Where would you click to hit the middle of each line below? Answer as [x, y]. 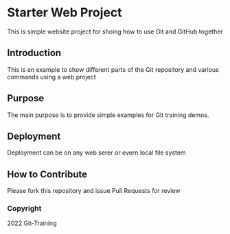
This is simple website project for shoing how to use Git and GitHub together [115, 31]
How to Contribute [47, 174]
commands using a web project [51, 77]
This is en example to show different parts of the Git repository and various [113, 69]
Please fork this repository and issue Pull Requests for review [94, 191]
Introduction [34, 53]
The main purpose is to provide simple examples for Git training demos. [108, 115]
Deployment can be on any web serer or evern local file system [97, 153]
